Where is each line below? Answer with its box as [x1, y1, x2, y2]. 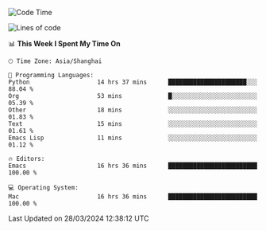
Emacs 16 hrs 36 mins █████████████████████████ [8, 162, 258, 170]
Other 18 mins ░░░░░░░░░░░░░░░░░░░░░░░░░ [8, 106, 258, 114]
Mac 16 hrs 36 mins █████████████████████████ [8, 193, 258, 201]
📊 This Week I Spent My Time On [8, 39, 121, 48]
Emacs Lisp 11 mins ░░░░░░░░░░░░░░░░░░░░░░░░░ [8, 134, 258, 142]
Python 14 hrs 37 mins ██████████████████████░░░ [8, 78, 258, 86]
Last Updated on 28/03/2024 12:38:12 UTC [8, 213, 149, 223]
